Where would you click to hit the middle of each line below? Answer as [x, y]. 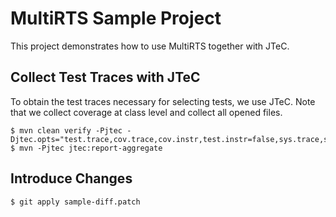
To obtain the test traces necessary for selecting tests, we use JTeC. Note [163, 101]
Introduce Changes [71, 178]
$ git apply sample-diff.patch [75, 202]
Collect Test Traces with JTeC [105, 77]
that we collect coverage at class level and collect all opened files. [146, 112]
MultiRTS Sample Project [116, 18]
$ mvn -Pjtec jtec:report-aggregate [86, 148]
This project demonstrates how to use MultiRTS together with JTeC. [150, 46]
